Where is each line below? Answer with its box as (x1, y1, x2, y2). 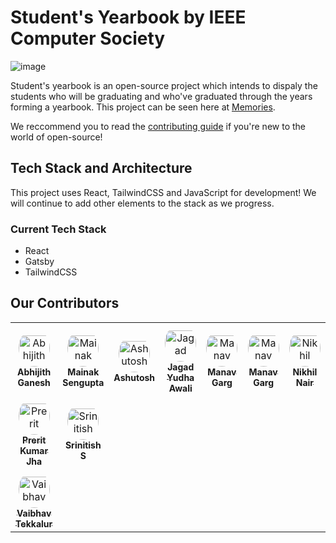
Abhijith (17, 366, 52, 378)
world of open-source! (10, 131, 103, 143)
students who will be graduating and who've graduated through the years (10, 90, 313, 102)
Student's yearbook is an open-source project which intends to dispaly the (10, 79, 318, 91)
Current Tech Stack (10, 222, 107, 236)
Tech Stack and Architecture (10, 160, 193, 177)
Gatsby (24, 256, 55, 268)
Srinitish (64, 439, 102, 451)
